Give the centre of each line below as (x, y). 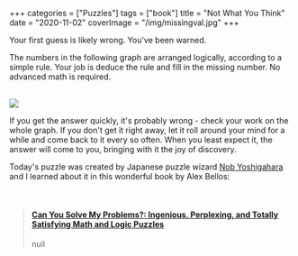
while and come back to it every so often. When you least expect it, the (141, 140)
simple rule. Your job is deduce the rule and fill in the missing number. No (145, 67)
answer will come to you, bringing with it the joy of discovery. (123, 149)
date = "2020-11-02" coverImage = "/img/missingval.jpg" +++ (125, 23)
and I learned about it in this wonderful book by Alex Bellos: (120, 176)
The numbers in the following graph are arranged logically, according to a (145, 57)
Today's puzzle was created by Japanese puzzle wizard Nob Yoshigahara (146, 167)
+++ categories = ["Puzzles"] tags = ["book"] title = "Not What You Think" (147, 13)
